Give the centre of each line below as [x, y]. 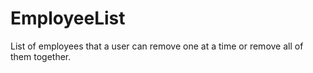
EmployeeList [68, 18]
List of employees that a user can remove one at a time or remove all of [157, 46]
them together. [41, 56]
